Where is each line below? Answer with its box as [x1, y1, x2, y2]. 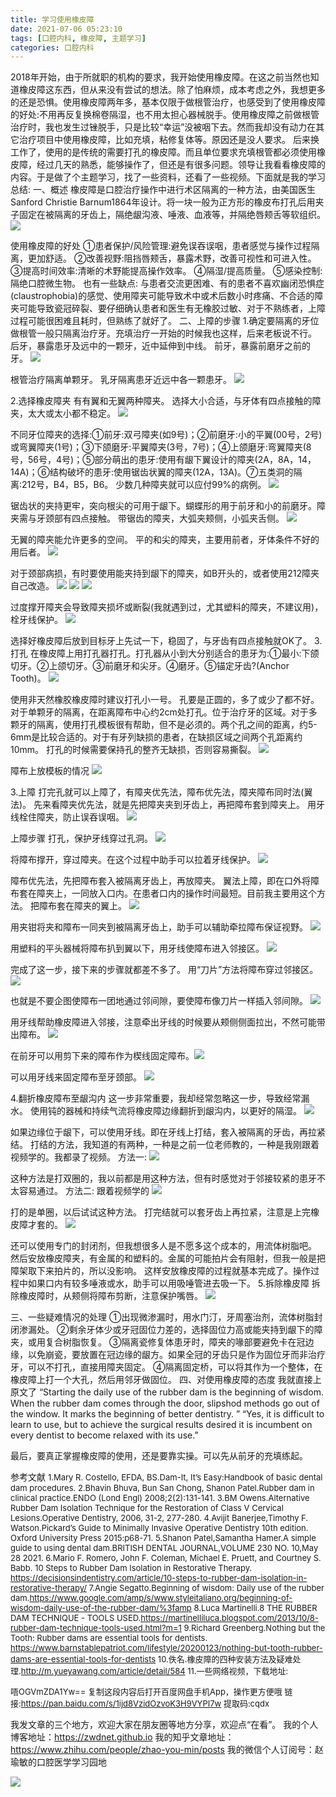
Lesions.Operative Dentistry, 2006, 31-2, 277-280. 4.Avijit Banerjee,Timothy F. [10, 1512, 309, 1524]
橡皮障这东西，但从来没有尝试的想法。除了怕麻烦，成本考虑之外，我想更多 [18, 84, 326, 96]
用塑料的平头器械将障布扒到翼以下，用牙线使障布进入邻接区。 [10, 942, 265, 955]
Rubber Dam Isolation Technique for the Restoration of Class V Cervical [10, 1502, 284, 1514]
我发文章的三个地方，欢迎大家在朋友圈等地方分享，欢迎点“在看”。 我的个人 [10, 1719, 319, 1731]
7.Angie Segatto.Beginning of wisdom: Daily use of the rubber [88, 1582, 325, 1594]
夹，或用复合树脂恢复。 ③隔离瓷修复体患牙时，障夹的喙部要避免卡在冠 [10, 1336, 306, 1348]
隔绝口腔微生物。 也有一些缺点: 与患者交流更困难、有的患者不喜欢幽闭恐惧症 [10, 277, 325, 290]
